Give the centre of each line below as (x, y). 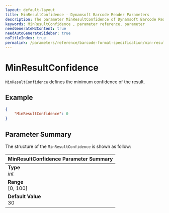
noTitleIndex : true (26, 38)
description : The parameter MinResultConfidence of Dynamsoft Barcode (81, 19)
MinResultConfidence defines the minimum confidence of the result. (75, 82)
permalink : (17, 43)
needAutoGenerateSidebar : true (38, 33)
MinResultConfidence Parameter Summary (60, 158)
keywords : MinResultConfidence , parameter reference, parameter (75, 24)
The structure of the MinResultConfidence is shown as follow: (68, 146)
